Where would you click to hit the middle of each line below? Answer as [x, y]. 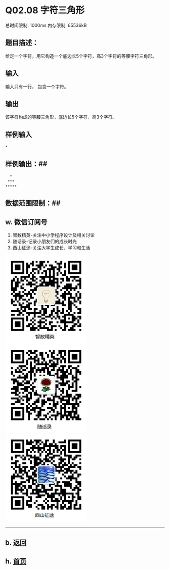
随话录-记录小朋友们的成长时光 [45, 242]
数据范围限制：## [33, 203]
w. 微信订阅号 [26, 222]
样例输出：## [26, 164]
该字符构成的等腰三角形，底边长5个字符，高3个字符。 [61, 117]
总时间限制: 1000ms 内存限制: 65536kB [46, 25]
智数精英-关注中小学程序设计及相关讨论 [54, 235]
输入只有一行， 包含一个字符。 [37, 86]
